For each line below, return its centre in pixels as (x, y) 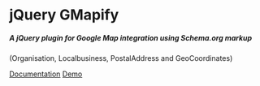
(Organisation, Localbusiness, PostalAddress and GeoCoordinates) (121, 58)
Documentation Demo (46, 74)
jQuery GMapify (64, 15)
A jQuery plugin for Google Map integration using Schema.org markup (131, 37)
